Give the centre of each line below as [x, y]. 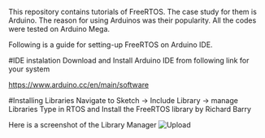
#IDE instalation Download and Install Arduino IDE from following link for [129, 60]
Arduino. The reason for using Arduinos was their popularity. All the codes [132, 20]
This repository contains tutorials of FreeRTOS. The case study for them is [133, 12]
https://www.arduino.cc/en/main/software [78, 85]
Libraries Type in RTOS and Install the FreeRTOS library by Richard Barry [130, 109]
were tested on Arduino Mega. [59, 29]
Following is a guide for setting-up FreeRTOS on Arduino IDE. [111, 45]
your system [29, 69]
